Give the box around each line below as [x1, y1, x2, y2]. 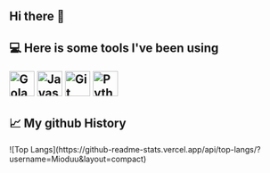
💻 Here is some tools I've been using [9, 40, 219, 55]
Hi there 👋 [9, 9, 65, 24]
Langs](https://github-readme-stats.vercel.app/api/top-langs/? [29, 144, 261, 154]
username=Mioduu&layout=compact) [9, 153, 147, 164]
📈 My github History [9, 116, 127, 131]
